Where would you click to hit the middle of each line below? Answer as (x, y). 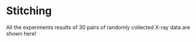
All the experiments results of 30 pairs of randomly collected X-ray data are (98, 27)
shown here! (21, 33)
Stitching (29, 11)
